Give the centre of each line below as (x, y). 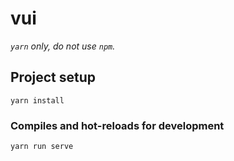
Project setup (53, 77)
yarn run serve (42, 147)
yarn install (37, 100)
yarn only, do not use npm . (63, 46)
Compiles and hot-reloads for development (117, 125)
